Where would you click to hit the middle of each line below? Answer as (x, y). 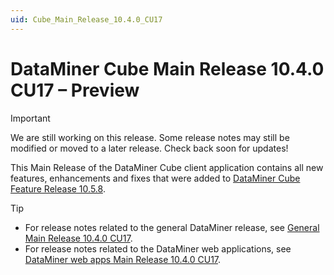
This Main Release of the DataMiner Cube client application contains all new (167, 167)
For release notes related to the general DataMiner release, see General (172, 227)
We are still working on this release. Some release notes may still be (150, 137)
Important (30, 118)
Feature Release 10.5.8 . (58, 188)
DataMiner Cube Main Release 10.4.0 (167, 68)
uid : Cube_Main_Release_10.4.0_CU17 (86, 19)
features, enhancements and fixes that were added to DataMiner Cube (155, 178)
